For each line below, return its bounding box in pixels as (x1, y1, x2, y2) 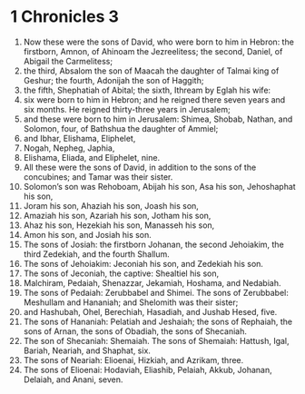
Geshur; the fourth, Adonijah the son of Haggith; (23, 74, 204, 85)
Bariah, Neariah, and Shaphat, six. (23, 345, 151, 356)
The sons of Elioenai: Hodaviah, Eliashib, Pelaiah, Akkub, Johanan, (23, 364, 273, 375)
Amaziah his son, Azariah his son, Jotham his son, (23, 210, 212, 221)
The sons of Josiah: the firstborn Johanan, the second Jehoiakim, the (23, 239, 284, 250)
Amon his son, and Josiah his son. (23, 229, 152, 240)
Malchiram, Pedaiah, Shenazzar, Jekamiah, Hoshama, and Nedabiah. (23, 277, 281, 288)
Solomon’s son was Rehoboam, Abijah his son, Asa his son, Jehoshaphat (23, 181, 296, 192)
